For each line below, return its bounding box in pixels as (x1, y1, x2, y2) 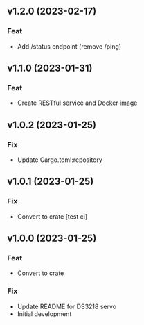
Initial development (17, 309, 72, 318)
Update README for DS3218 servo (17, 302, 116, 310)
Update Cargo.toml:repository (17, 156, 102, 164)
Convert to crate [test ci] (17, 212, 88, 221)
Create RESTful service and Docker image (17, 99, 138, 107)
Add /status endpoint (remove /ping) (17, 42, 122, 51)
